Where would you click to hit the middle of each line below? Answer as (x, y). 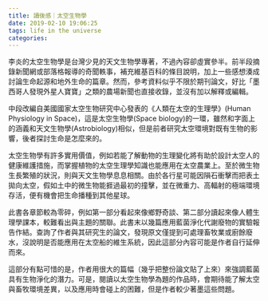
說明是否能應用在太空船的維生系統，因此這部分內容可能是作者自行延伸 (144, 242)
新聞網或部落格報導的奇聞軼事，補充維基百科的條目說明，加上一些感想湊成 (137, 72)
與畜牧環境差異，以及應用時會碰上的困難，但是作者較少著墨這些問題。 (124, 289)
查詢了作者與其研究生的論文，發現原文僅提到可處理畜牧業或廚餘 (140, 232)
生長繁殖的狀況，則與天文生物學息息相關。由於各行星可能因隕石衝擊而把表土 (134, 176)
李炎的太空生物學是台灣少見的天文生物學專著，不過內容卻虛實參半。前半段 (130, 61)
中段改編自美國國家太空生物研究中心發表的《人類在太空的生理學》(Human (130, 109)
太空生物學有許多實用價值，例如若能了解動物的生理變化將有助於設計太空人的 (134, 156)
